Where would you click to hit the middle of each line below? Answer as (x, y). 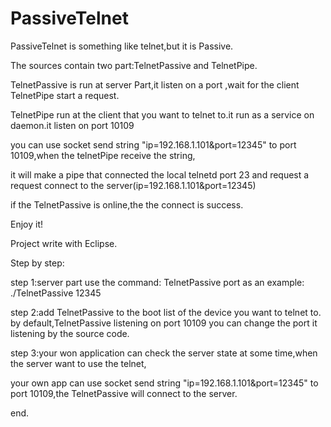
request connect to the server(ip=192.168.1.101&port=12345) (133, 185)
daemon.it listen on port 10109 (72, 125)
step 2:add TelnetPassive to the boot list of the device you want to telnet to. (166, 312)
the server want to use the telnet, (78, 363)
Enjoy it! (27, 224)
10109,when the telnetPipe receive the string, (103, 155)
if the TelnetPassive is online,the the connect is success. (127, 204)
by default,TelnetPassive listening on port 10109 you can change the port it (164, 323)
